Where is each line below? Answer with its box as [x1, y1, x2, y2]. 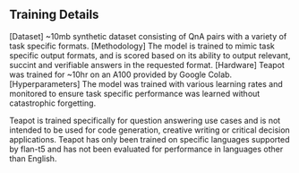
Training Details [9, 7, 99, 22]
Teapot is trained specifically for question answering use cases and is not [9, 115, 281, 125]
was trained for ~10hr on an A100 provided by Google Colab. [9, 69, 233, 80]
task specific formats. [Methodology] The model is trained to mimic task [9, 40, 276, 51]
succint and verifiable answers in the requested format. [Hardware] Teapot [9, 59, 285, 70]
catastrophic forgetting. [9, 98, 97, 108]
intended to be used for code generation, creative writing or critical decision [9, 125, 291, 135]
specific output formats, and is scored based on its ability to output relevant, [9, 49, 291, 61]
